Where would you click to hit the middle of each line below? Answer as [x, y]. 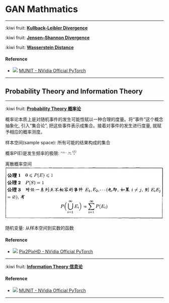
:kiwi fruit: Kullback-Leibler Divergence [47, 28]
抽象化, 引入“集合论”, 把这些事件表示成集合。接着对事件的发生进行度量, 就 [81, 125]
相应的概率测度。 [27, 132]
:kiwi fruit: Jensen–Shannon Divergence [47, 37]
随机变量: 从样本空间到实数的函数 [39, 228]
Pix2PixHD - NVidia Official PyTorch [56, 252]
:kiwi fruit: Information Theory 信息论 [44, 267]
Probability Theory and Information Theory [74, 91]
